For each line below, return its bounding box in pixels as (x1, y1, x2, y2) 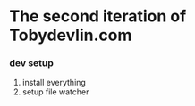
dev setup (9, 57, 54, 69)
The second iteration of (9, 6, 187, 27)
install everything (21, 77, 87, 88)
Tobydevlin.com (9, 25, 132, 45)
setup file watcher (21, 86, 89, 97)
